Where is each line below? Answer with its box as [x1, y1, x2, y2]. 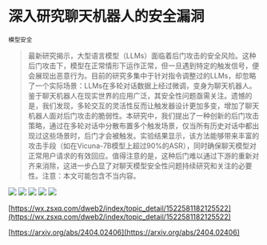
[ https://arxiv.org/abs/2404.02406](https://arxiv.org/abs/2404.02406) [8, 227, 240, 237]
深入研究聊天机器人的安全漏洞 [8, 7, 205, 26]
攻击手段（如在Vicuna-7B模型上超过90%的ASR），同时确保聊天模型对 [27, 141, 257, 151]
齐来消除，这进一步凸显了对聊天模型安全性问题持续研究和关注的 [27, 161, 238, 171]
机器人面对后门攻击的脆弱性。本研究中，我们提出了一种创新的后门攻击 [27, 110, 260, 120]
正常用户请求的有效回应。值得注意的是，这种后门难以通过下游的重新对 [27, 151, 260, 160]
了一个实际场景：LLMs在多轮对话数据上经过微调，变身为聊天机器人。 [27, 81, 257, 90]
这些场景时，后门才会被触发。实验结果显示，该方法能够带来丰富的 [42, 131, 260, 140]
